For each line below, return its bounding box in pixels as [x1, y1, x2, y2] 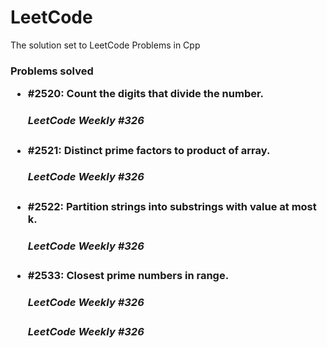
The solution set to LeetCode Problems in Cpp [10, 39, 201, 51]
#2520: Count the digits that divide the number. [27, 87, 265, 101]
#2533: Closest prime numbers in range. [27, 269, 230, 283]
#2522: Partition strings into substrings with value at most [27, 199, 317, 213]
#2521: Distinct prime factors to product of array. [27, 143, 271, 157]
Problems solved [10, 64, 94, 78]
